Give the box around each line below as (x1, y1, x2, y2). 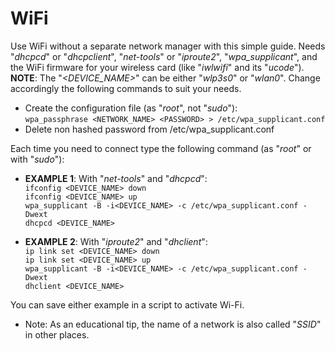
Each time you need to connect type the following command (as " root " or (10, 142, 312, 154)
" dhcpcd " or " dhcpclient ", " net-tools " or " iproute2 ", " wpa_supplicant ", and (10, 50, 318, 62)
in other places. (24, 328, 90, 341)
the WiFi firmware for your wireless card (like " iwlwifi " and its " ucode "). (10, 61, 305, 73)
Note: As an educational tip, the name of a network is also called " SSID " (24, 318, 322, 330)
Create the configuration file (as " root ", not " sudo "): (24, 102, 238, 114)
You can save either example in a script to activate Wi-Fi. (10, 298, 245, 311)
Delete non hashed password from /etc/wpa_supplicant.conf (24, 123, 275, 135)
